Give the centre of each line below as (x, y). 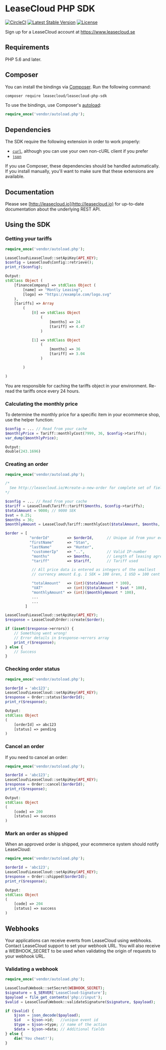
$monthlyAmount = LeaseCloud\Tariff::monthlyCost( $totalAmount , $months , (83, 524)
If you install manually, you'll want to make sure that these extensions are (80, 171)
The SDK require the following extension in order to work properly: (73, 142)
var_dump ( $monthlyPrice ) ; (32, 438)
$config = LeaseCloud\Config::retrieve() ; (49, 262)
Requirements (27, 47)
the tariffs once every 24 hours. (48, 391)
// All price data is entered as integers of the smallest (93, 570)
